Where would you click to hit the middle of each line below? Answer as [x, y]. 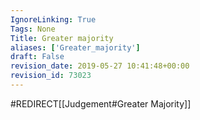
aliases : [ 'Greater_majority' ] [75, 47]
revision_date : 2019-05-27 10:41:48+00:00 [100, 66]
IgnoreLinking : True [53, 19]
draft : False [37, 57]
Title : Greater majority [62, 38]
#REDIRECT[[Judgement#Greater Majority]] [101, 103]
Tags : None [33, 29]
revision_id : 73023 [51, 76]
